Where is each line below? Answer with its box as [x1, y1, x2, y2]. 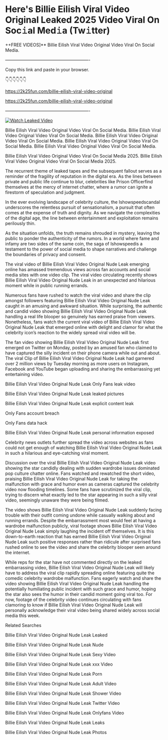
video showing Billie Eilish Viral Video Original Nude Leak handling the [5, 580, 149, 586]
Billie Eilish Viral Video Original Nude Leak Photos [5, 729, 107, 735]
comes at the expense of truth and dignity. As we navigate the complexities [5, 209, 160, 215]
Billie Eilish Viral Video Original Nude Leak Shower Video [5, 690, 121, 696]
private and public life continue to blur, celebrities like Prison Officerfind [5, 178, 153, 184]
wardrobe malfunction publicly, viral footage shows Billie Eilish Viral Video [5, 523, 157, 529]
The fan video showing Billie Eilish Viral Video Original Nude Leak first [5, 339, 149, 345]
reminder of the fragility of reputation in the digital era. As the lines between [5, 173, 161, 179]
